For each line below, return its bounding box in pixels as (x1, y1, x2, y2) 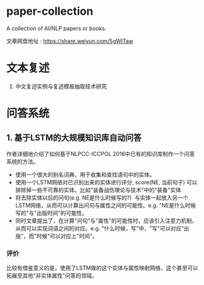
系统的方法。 (6, 158, 39, 165)
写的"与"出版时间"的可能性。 (15, 209, 88, 216)
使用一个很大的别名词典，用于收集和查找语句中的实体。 (15, 171, 155, 178)
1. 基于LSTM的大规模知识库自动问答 (6, 133, 142, 143)
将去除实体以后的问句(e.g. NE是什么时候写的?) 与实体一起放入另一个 (15, 193, 189, 201)
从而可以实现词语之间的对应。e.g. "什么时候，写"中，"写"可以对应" (15, 224, 184, 232)
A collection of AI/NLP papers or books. (6, 25, 107, 32)
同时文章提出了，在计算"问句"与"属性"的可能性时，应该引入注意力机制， (15, 217, 197, 224)
